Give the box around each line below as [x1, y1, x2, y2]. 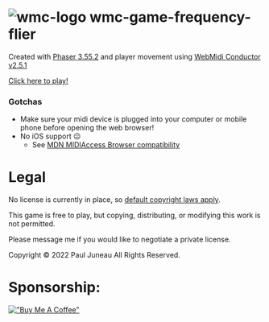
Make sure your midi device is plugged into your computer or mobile [19, 114, 247, 124]
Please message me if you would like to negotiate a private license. [8, 234, 231, 245]
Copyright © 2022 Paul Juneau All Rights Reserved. [8, 250, 181, 260]
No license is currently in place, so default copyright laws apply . [8, 195, 221, 204]
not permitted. [8, 219, 56, 229]
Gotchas [8, 96, 43, 107]
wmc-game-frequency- [89, 8, 251, 27]
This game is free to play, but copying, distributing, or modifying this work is [8, 210, 261, 221]
